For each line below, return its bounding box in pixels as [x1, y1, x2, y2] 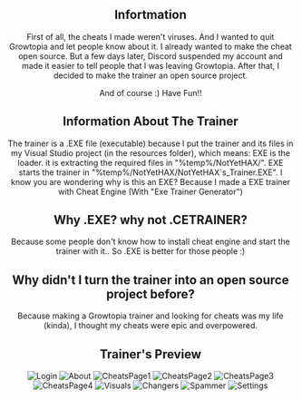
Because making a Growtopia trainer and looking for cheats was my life [17, 310, 284, 321]
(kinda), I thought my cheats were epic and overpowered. [43, 320, 258, 331]
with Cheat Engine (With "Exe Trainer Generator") [58, 186, 243, 197]
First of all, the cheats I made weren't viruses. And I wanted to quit [26, 31, 275, 42]
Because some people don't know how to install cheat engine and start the [10, 236, 291, 248]
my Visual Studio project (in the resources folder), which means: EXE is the [10, 147, 291, 158]
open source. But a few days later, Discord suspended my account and [17, 50, 284, 62]
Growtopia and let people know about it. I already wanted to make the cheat [8, 41, 293, 52]
